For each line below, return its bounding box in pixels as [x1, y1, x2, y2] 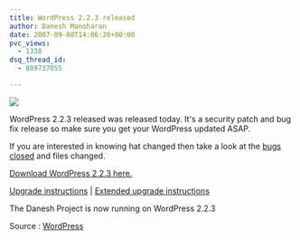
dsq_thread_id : [9, 55, 67, 64]
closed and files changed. [9, 150, 106, 161]
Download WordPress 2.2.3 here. [9, 168, 133, 178]
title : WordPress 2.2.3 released [9, 13, 136, 23]
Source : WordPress [9, 220, 84, 231]
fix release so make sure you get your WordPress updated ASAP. [9, 123, 251, 134]
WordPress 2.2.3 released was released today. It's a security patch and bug [9, 113, 292, 124]
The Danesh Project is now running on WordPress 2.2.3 [9, 203, 216, 214]
